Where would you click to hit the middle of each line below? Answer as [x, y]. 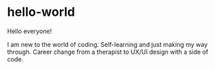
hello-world [41, 12]
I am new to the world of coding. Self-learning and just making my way [107, 44]
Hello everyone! [30, 31]
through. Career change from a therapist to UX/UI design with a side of [108, 52]
